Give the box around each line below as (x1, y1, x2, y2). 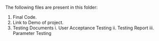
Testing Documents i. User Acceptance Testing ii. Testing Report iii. (12, 25, 154, 31)
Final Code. (12, 14, 37, 20)
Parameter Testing (12, 30, 52, 36)
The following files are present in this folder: (5, 5, 98, 10)
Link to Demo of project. (12, 20, 64, 25)
